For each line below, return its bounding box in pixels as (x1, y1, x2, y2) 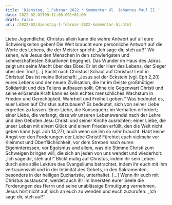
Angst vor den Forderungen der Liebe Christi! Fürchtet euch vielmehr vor (5, 134, 160, 140)
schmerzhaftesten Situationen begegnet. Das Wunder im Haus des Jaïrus (5, 57, 161, 64)
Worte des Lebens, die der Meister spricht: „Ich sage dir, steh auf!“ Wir (5, 47, 155, 53)
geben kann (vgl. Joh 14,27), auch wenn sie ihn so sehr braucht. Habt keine (5, 129, 165, 135)
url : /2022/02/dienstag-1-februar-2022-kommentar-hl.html (5, 22, 132, 27)
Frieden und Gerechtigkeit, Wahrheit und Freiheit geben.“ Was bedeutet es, (5, 96, 164, 102)
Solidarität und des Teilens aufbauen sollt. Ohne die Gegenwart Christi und (5, 85, 164, 91)
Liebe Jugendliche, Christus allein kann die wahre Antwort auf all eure (5, 36, 154, 42)
